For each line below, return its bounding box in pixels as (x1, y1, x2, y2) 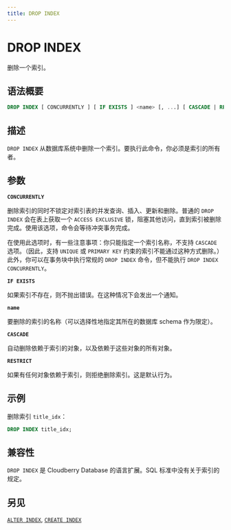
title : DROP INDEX (7, 10, 60, 17)
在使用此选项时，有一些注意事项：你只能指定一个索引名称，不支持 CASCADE (7, 238, 218, 246)
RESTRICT (7, 357, 32, 364)
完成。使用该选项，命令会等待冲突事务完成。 (7, 223, 134, 232)
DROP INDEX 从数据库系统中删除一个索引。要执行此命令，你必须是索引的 (7, 144, 208, 153)
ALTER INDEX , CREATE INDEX (7, 516, 82, 524)
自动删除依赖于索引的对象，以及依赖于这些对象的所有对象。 (7, 344, 176, 352)
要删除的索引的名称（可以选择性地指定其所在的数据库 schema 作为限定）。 (7, 317, 217, 325)
